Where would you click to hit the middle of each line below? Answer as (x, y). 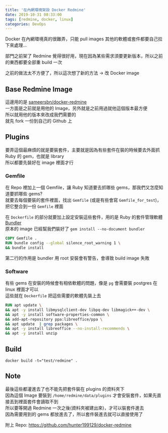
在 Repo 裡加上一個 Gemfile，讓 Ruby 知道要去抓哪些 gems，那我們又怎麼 (82, 188)
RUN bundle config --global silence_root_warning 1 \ (63, 243)
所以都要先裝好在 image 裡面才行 (40, 163)
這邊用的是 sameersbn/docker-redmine (46, 102)
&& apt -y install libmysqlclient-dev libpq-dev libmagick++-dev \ (78, 310)
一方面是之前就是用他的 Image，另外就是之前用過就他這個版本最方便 (76, 109)
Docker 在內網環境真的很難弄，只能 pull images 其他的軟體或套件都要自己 (82, 39)
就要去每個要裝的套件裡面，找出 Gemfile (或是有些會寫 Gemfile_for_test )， (83, 200)
